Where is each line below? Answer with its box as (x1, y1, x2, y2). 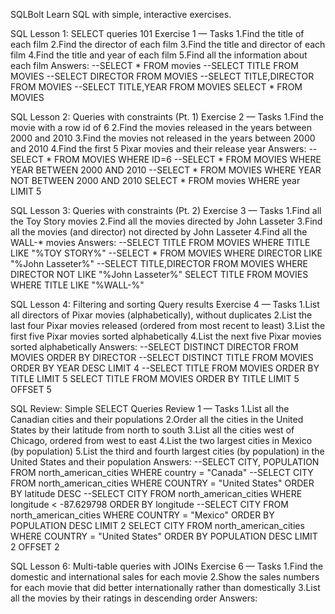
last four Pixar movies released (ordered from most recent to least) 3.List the (10, 320, 326, 331)
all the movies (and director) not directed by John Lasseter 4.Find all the (10, 226, 308, 238)
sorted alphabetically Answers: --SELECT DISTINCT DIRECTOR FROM (10, 341, 299, 353)
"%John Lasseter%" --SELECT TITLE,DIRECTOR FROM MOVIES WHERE (10, 258, 308, 269)
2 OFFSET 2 (10, 541, 60, 553)
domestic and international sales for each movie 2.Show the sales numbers (10, 571, 320, 583)
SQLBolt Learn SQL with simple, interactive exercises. (10, 9, 232, 20)
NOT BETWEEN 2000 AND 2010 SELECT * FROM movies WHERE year (10, 175, 301, 186)
